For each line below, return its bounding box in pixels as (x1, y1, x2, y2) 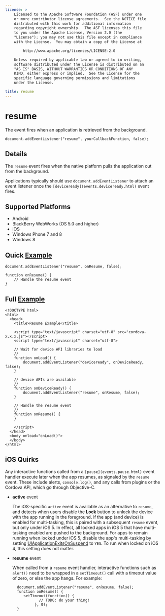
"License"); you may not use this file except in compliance (14, 35, 142, 40)
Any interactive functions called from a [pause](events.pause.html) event (5, 468, 155, 475)
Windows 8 (12, 237, 35, 243)
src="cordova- (117, 329, 147, 334)
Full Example (5, 295, 45, 303)
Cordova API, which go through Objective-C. (5, 484, 96, 490)
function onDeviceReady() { (14, 386, 71, 391)
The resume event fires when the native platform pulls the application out (5, 163, 152, 169)
